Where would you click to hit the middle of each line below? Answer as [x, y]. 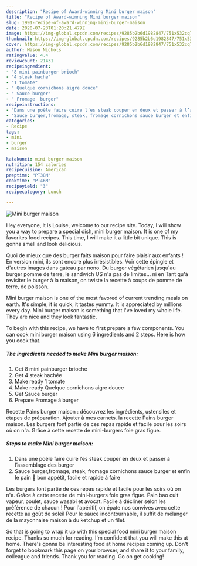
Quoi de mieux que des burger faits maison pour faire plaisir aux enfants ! [95, 255]
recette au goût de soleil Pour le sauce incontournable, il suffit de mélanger [97, 514]
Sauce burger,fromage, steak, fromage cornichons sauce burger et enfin [102, 471]
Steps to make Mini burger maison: [50, 444]
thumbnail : [19, 39]
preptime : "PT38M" [28, 175]
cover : [14, 45]
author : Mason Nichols [34, 50]
